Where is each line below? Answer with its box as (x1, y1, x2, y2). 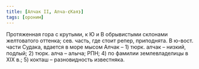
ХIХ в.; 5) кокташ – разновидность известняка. (6, 56, 125, 63)
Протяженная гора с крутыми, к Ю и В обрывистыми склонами (6, 30, 168, 37)
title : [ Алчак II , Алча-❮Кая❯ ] (6, 8, 84, 15)
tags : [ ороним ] (6, 14, 44, 20)
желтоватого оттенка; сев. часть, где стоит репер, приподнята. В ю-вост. (6, 37, 194, 44)
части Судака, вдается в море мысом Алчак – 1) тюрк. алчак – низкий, (6, 43, 186, 51)
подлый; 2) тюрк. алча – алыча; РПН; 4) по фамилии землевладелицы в (6, 49, 189, 57)
